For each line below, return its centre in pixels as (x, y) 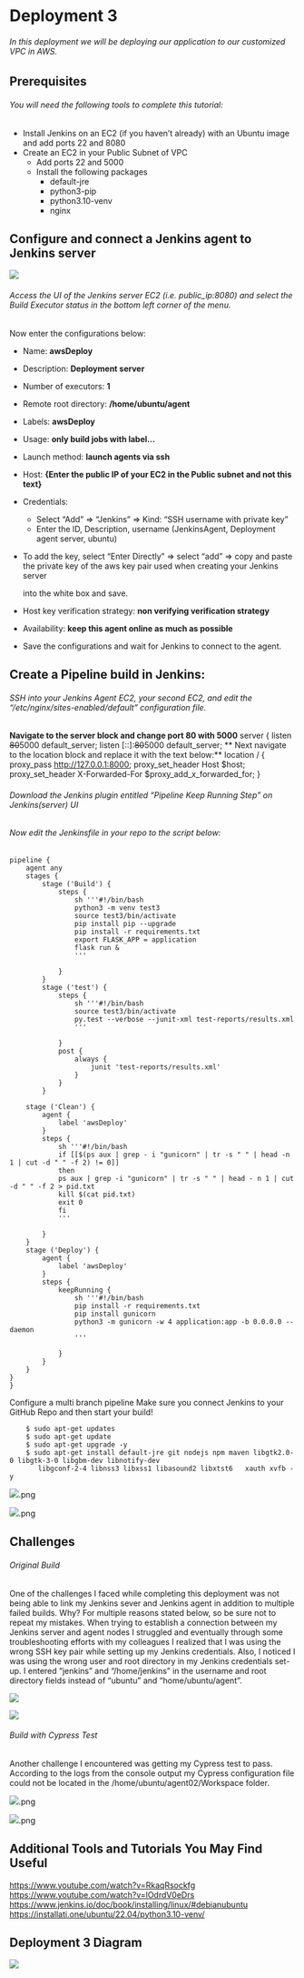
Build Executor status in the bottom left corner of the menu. (120, 305)
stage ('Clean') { (60, 1107)
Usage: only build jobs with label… (89, 439)
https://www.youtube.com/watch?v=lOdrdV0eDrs (102, 1894)
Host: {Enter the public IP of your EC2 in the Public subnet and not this (157, 474)
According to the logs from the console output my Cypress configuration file (152, 1773)
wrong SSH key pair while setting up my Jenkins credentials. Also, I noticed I (152, 1651)
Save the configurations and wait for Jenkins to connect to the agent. (152, 646)
